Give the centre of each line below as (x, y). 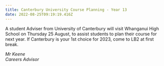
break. (12, 44)
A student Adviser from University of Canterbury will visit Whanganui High (82, 28)
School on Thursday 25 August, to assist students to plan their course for (81, 34)
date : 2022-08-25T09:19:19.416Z (39, 14)
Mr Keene (15, 54)
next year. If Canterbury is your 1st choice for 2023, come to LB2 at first (79, 39)
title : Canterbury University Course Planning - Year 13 (66, 10)
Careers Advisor (22, 59)
